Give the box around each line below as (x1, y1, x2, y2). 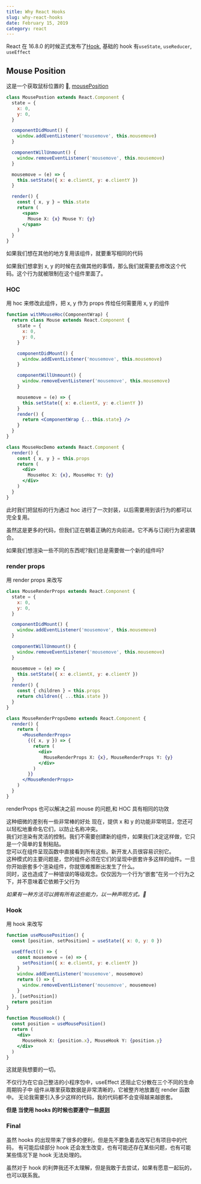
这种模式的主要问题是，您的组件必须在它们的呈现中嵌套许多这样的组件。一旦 (6, 855, 196, 862)
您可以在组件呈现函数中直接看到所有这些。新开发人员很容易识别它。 (6, 847, 175, 855)
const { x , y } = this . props (17, 455, 90, 461)
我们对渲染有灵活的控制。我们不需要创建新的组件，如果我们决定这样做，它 (6, 832, 190, 840)
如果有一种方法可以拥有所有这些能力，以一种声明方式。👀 (6, 891, 147, 898)
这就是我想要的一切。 (6, 1066, 59, 1073)
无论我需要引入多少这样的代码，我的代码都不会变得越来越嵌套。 (17, 1093, 176, 1101)
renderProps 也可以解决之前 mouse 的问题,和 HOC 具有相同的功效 (6, 805, 169, 812)
